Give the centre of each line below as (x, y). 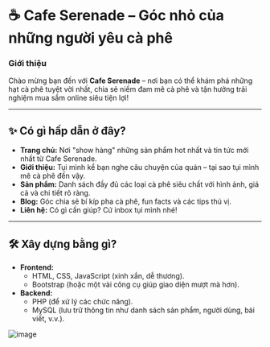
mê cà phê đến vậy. (53, 176)
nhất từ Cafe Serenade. (59, 159)
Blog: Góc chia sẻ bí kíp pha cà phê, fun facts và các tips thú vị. (125, 201)
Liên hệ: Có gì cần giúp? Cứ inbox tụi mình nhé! (98, 210)
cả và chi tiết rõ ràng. (55, 193)
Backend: (36, 293)
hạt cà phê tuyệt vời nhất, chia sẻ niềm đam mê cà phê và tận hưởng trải (128, 89)
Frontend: (37, 267)
